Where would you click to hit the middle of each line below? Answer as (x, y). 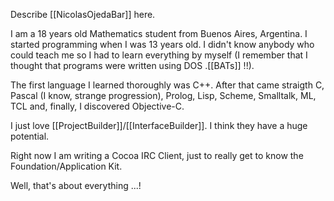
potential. (30, 136)
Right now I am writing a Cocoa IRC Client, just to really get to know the (157, 155)
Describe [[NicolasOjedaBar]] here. (83, 14)
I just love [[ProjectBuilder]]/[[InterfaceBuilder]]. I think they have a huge (159, 125)
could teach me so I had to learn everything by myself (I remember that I (159, 55)
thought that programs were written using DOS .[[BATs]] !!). (132, 65)
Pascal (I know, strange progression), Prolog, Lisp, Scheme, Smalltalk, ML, (163, 95)
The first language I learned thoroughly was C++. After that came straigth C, (167, 85)
